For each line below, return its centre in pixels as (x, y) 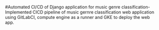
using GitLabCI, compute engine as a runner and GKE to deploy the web (78, 17)
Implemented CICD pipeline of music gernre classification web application (80, 12)
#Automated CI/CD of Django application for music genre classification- (78, 7)
